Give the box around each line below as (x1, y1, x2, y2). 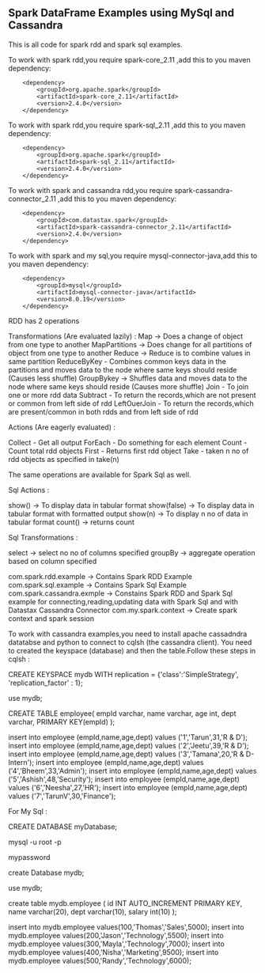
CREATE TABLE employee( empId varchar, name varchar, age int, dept (8, 708, 237, 718)
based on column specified (8, 556, 97, 566)
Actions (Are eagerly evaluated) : (8, 422, 116, 432)
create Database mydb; (8, 868, 85, 877)
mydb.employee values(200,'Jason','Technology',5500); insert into (8, 930, 224, 940)
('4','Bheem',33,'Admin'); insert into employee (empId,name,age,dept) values (8, 766, 257, 775)
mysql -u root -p (8, 837, 62, 846)
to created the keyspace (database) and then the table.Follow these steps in (8, 646, 256, 655)
